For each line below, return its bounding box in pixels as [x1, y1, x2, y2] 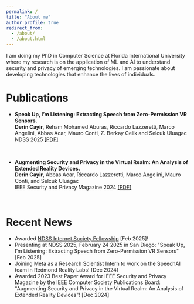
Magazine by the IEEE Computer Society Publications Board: [14, 279, 161, 286]
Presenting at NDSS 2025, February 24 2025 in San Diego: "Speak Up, [14, 241, 186, 248]
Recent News [6, 216, 72, 229]
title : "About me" [6, 14, 51, 20]
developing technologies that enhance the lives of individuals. [6, 71, 155, 78]
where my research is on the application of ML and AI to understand [6, 58, 171, 65]
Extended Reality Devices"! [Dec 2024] [14, 291, 110, 298]
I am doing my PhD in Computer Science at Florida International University [6, 52, 186, 59]
